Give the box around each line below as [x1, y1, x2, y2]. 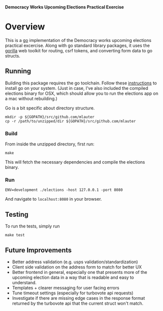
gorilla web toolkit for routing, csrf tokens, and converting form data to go [5, 47, 152, 53]
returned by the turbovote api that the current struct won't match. [12, 300, 144, 306]
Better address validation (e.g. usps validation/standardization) [12, 259, 138, 265]
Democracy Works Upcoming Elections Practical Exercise [5, 4, 124, 10]
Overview [5, 21, 45, 32]
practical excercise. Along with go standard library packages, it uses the [5, 42, 150, 48]
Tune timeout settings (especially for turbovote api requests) [12, 290, 134, 296]
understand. [12, 279, 37, 285]
